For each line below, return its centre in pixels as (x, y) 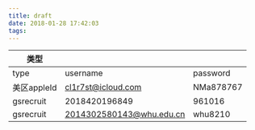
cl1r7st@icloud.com (103, 87)
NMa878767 (218, 87)
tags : (17, 30)
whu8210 (212, 115)
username (84, 73)
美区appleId (35, 87)
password (212, 73)
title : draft (30, 16)
